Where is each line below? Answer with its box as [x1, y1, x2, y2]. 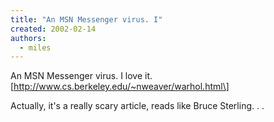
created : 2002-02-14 [10, 24, 97, 34]
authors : [10, 33, 47, 43]
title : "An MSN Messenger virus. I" [10, 14, 163, 25]
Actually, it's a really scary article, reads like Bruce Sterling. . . [10, 100, 265, 112]
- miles [19, 42, 52, 53]
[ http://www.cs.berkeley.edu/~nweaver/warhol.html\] [10, 81, 230, 93]
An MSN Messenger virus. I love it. [10, 70, 153, 82]
